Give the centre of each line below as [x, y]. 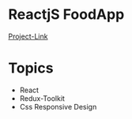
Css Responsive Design [58, 106]
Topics [31, 68]
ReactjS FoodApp [66, 15]
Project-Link [28, 36]
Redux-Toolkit [42, 98]
